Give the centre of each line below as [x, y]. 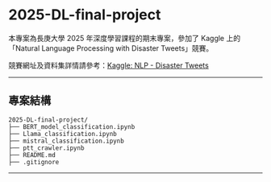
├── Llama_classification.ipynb [63, 134]
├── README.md [32, 155]
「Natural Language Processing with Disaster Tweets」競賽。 [111, 48]
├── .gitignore [34, 162]
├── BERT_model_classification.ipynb [72, 126]
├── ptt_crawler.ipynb [46, 148]
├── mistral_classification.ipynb [67, 141]
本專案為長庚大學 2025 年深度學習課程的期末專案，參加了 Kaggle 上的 [124, 38]
